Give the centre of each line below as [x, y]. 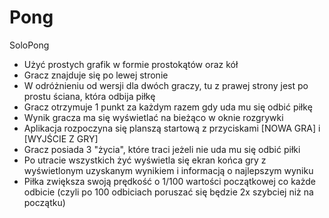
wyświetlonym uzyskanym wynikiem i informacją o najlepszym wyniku [168, 170]
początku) [44, 202]
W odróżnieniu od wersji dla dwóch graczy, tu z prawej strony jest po [166, 85]
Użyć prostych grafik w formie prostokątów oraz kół [131, 64]
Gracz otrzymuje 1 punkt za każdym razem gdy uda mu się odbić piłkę [168, 107]
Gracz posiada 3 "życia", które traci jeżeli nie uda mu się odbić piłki [162, 149]
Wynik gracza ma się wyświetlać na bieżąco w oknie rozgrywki [153, 117]
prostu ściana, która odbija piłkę [89, 96]
